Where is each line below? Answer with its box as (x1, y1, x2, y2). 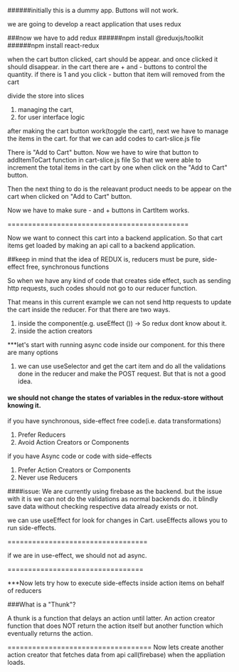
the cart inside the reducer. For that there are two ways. (7, 306, 171, 314)
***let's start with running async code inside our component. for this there (7, 341, 225, 348)
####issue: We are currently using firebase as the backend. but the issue (7, 487, 223, 496)
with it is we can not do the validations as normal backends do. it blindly (7, 495, 218, 503)
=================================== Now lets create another (7, 643, 224, 651)
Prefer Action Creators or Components (17, 466, 132, 475)
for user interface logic (17, 113, 85, 121)
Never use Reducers (17, 473, 78, 482)
